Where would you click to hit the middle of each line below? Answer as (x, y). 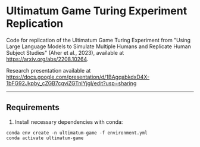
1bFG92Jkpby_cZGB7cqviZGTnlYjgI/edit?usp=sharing (71, 83)
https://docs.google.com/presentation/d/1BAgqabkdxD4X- (78, 77)
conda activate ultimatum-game (45, 138)
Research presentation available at (49, 70)
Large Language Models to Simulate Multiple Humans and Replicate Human (99, 46)
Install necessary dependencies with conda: (69, 122)
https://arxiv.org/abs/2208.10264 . (47, 59)
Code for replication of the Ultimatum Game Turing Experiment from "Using (99, 40)
